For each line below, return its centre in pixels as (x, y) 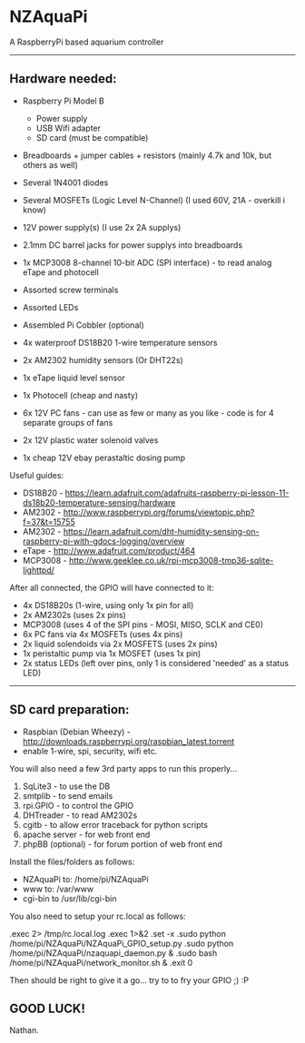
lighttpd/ (38, 570)
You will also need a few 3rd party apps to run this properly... (123, 768)
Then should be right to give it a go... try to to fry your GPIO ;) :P (129, 980)
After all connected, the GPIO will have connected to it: (112, 587)
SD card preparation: (69, 710)
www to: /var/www (58, 889)
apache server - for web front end (86, 834)
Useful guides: (37, 475)
